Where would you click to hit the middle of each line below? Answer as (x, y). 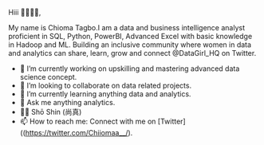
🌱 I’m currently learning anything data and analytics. (105, 94)
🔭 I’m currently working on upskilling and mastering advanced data (130, 69)
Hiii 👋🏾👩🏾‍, (25, 12)
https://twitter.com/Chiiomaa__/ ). (79, 133)
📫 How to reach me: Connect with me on (88, 121)
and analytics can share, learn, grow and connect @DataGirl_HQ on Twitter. (132, 53)
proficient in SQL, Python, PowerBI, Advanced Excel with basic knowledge (130, 36)
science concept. (48, 77)
